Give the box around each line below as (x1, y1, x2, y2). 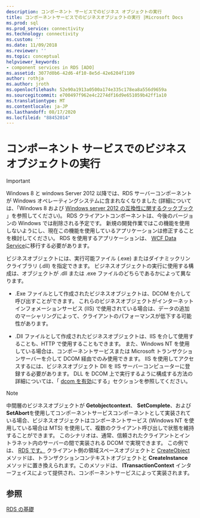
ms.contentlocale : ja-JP (6, 103, 68, 110)
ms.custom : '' (6, 37, 42, 43)
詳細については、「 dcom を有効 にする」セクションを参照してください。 (14, 378, 191, 385)
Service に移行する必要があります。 (6, 242, 93, 249)
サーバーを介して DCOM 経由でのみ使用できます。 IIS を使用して (20, 355, 179, 362)
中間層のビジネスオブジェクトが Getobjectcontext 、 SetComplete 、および (6, 402, 192, 409)
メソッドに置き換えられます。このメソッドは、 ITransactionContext (6, 462, 174, 469)
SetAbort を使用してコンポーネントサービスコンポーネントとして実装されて (6, 410, 191, 417)
